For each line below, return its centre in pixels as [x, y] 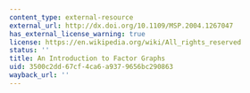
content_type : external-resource [71, 17]
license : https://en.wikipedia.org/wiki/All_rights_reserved [125, 42]
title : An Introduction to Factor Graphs [87, 58]
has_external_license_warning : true [77, 34]
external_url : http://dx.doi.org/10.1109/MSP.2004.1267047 [121, 26]
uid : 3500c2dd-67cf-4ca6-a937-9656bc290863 [92, 67]
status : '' [29, 50]
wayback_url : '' [39, 75]
